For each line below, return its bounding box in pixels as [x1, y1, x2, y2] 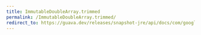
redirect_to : [6, 20, 39, 26]
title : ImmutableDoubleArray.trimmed [6, 8, 100, 15]
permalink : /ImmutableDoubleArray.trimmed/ [6, 14, 117, 20]
